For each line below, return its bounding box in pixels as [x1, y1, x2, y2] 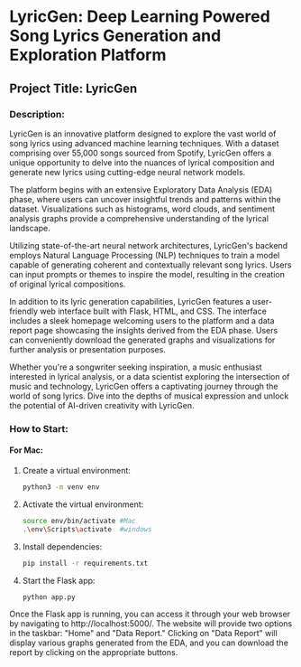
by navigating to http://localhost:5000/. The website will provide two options [9, 618, 293, 629]
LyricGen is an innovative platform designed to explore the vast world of [9, 128, 277, 139]
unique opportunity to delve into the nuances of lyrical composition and [9, 156, 275, 168]
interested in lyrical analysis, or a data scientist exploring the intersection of [9, 371, 290, 381]
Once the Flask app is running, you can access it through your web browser [9, 608, 291, 620]
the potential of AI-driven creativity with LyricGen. [9, 399, 195, 410]
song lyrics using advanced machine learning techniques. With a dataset [9, 137, 279, 148]
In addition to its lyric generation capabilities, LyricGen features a [9, 296, 251, 306]
